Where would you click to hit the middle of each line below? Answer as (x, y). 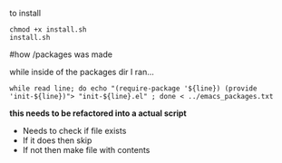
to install (25, 13)
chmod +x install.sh (49, 30)
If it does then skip (57, 140)
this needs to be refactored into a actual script (98, 113)
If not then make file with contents (86, 150)
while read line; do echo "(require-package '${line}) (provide (133, 89)
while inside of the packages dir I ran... (82, 72)
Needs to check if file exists (74, 131)
